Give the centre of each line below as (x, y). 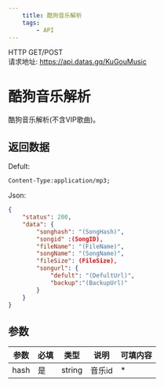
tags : (31, 23)
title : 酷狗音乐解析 (52, 15)
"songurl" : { (58, 268)
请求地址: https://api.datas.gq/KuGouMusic (77, 62)
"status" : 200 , (47, 217)
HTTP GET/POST (36, 53)
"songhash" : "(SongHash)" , (80, 232)
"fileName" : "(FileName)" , (80, 246)
